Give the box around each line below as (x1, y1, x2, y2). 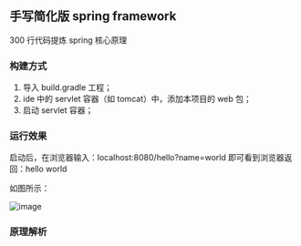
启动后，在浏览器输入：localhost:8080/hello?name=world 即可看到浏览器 (9, 152, 285, 163)
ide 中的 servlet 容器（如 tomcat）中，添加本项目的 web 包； (22, 94, 253, 105)
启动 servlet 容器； (22, 105, 94, 116)
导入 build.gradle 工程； (22, 82, 112, 93)
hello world (25, 163, 67, 175)
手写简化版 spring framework (9, 8, 177, 25)
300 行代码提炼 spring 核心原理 (9, 35, 128, 46)
